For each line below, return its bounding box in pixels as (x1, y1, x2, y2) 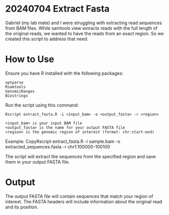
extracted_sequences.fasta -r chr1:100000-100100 (5, 143, 110, 149)
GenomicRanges (5, 89, 35, 94)
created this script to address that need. (5, 36, 89, 42)
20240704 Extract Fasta (5, 3, 110, 15)
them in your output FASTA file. (5, 158, 70, 165)
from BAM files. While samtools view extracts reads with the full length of (5, 25, 158, 31)
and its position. (5, 204, 39, 210)
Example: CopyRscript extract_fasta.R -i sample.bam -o (5, 138, 121, 144)
